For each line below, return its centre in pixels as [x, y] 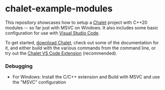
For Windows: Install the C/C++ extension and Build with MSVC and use [86, 77]
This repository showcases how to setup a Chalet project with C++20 [77, 22]
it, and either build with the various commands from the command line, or [81, 48]
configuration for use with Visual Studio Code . [53, 33]
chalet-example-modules [59, 9]
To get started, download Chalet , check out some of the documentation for [82, 42]
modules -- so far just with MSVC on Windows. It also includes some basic [82, 27]
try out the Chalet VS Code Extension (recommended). [61, 53]
